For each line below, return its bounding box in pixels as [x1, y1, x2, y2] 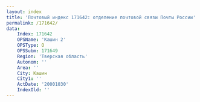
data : [6, 25, 20, 32]
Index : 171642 [17, 31, 53, 37]
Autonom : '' [17, 59, 47, 65]
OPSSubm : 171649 [17, 48, 59, 54]
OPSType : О [17, 43, 45, 49]
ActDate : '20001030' [17, 82, 69, 88]
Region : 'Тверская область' [17, 53, 88, 59]
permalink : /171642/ [6, 20, 59, 26]
